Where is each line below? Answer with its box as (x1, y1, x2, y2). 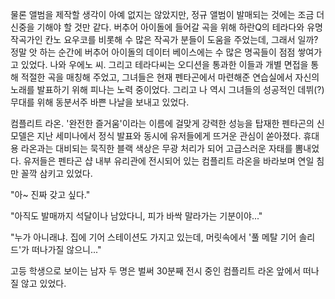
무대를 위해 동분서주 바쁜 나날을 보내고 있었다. (10, 96, 190, 108)
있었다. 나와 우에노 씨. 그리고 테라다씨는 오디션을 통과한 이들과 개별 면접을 (20, 59, 309, 70)
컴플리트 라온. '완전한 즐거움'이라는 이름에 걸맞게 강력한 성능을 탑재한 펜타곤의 (10, 118, 315, 129)
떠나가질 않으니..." (31, 244, 102, 255)
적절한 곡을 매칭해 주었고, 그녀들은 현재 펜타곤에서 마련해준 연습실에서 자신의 (20, 71, 320, 83)
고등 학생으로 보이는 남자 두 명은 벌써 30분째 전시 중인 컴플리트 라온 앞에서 (10, 265, 302, 277)
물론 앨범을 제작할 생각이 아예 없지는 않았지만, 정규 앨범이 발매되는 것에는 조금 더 (10, 9, 325, 20)
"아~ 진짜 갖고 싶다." (10, 189, 91, 200)
